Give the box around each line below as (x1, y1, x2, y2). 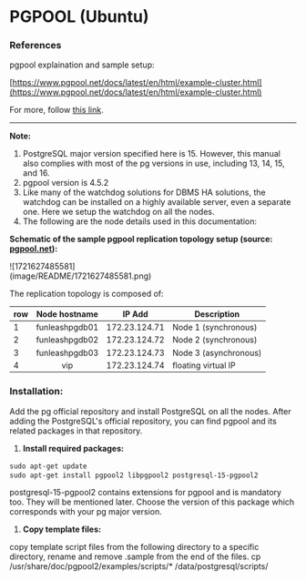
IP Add (122, 308, 148, 320)
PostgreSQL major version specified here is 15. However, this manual (22, 148, 280, 159)
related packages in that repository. (9, 425, 143, 436)
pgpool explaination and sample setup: (9, 59, 155, 70)
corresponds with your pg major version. (9, 505, 162, 516)
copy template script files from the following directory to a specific (9, 541, 260, 552)
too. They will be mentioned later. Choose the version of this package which (9, 496, 295, 507)
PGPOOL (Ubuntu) (9, 6, 149, 27)
